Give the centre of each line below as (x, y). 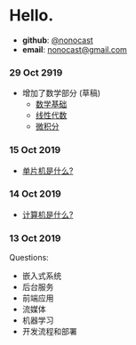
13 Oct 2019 (35, 238)
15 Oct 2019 (35, 150)
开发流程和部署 (49, 332)
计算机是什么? (48, 214)
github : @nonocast (57, 40)
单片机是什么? (48, 171)
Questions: (29, 258)
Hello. (32, 16)
